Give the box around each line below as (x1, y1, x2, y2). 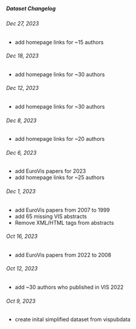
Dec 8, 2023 (6, 117, 37, 124)
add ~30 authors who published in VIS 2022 (14, 283, 124, 291)
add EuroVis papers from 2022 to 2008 (14, 251, 112, 258)
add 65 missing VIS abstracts (14, 213, 87, 220)
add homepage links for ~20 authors (14, 135, 105, 143)
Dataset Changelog (6, 5, 56, 12)
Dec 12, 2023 (6, 84, 39, 92)
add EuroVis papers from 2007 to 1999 (14, 206, 110, 213)
